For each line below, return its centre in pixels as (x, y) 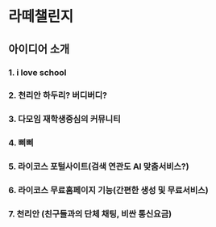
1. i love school (37, 72)
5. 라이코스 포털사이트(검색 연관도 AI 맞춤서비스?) (99, 166)
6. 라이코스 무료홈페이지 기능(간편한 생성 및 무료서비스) (108, 191)
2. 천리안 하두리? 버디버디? (58, 95)
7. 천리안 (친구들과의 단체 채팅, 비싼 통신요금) (90, 214)
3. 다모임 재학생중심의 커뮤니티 (64, 120)
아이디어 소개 (39, 49)
